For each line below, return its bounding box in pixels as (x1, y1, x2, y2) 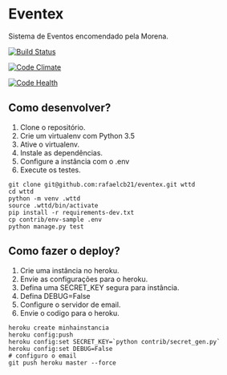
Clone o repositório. (19, 122, 86, 132)
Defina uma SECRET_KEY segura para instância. (19, 282, 180, 292)
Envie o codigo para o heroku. (19, 308, 120, 317)
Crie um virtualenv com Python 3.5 (19, 131, 135, 140)
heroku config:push (8, 330, 74, 339)
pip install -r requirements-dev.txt (8, 208, 135, 216)
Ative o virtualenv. (19, 139, 80, 149)
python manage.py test (8, 222, 84, 231)
